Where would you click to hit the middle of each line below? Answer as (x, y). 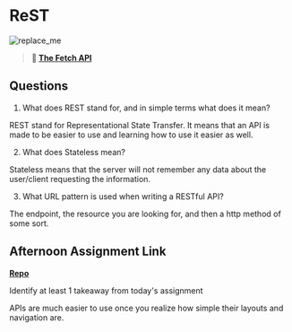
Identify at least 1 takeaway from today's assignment (106, 290)
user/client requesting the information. (80, 179)
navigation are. (37, 317)
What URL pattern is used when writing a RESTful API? (123, 196)
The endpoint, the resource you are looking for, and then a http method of (146, 214)
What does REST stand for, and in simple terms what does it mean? (146, 108)
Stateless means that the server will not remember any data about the (138, 169)
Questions (39, 86)
